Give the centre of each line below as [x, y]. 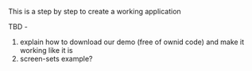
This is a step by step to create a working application [95, 11]
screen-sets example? [56, 59]
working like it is [46, 50]
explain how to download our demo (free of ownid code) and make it [132, 42]
